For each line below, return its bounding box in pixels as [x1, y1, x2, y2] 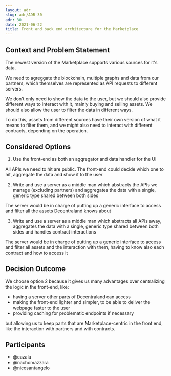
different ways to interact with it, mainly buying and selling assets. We [5, 101, 153, 107]
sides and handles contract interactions [12, 228, 96, 235]
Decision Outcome [5, 264, 66, 273]
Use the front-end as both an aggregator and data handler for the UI [12, 156, 157, 162]
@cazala [12, 354, 32, 360]
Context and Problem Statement [5, 46, 110, 55]
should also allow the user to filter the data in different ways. [5, 106, 133, 113]
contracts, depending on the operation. [5, 127, 88, 134]
